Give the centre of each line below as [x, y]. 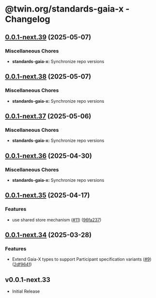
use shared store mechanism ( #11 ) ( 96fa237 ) [57, 220]
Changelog [28, 19]
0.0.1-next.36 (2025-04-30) [48, 156]
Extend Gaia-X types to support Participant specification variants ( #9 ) [82, 259]
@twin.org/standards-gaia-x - [67, 9]
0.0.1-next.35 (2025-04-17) [47, 196]
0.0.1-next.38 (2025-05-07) [48, 77]
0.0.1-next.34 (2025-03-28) [48, 235]
